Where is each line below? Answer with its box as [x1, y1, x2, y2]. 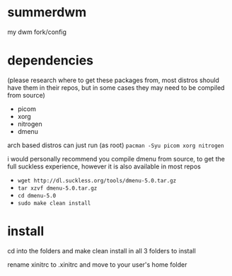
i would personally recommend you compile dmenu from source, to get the [7, 154, 225, 163]
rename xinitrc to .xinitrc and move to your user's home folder [7, 260, 187, 269]
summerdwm [7, 4, 87, 21]
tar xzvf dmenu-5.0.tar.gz [17, 185, 98, 192]
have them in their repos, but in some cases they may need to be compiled [7, 83, 225, 92]
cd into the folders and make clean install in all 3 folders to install [7, 246, 196, 255]
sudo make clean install [17, 200, 91, 207]
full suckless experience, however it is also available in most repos [7, 162, 202, 171]
